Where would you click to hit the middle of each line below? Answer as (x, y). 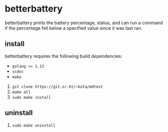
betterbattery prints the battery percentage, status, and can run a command (84, 23)
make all (21, 92)
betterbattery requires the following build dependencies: (64, 56)
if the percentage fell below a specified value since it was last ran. (74, 28)
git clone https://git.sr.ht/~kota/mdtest (57, 87)
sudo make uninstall (34, 125)
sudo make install (31, 97)
